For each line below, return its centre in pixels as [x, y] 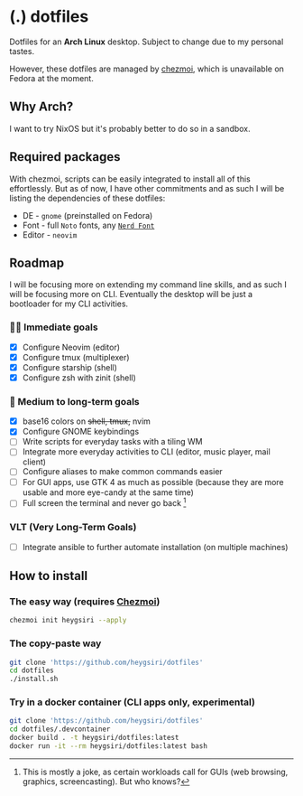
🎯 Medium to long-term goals [74, 401]
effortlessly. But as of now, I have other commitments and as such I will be [147, 188]
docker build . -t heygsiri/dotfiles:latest [94, 738]
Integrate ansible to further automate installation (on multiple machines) [155, 547]
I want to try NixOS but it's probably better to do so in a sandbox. [130, 128]
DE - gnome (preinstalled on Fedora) [87, 215]
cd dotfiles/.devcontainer [60, 729]
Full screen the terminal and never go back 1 [104, 502]
